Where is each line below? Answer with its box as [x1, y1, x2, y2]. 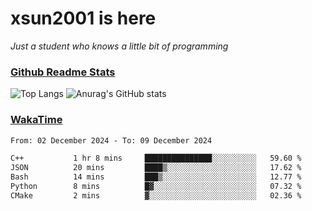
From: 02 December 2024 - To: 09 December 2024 [10, 135, 213, 146]
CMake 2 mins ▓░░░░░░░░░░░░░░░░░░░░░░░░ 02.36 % [10, 190, 302, 201]
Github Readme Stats [10, 65, 116, 79]
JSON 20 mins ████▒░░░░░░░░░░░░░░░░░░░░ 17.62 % [10, 163, 302, 173]
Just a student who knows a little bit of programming [10, 40, 229, 52]
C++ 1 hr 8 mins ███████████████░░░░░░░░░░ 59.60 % [10, 153, 302, 164]
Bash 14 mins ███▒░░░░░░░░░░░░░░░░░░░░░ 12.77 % [10, 172, 302, 182]
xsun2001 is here [10, 7, 157, 30]
